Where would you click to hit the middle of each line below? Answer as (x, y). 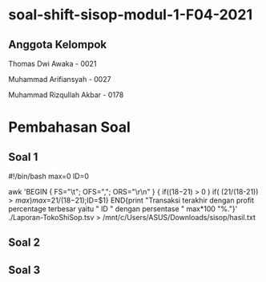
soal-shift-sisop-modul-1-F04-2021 (131, 15)
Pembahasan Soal (69, 127)
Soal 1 (23, 157)
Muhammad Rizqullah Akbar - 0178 (66, 95)
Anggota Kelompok (57, 45)
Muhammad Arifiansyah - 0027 (60, 79)
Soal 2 (24, 243)
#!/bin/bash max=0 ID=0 (49, 176)
